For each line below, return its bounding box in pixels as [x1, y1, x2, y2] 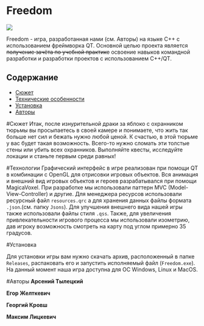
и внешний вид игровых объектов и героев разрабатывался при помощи [6, 177, 197, 184]
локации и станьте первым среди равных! [6, 152, 116, 159]
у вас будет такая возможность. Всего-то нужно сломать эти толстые [6, 139, 190, 147]
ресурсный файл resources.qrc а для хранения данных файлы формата [6, 197, 192, 204]
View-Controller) [6, 190, 49, 197]
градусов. [6, 229, 32, 236]
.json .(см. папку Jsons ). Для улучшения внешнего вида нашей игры [6, 203, 183, 211]
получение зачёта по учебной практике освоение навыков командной [6, 48, 191, 56]
